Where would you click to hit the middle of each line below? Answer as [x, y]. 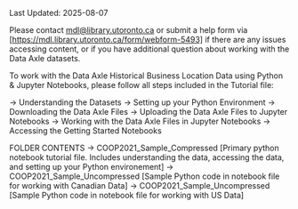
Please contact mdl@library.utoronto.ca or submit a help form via [129, 30]
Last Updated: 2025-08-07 [59, 13]
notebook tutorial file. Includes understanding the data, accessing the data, [147, 157]
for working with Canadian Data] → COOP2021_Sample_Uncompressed [140, 185]
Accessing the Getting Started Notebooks [85, 131]
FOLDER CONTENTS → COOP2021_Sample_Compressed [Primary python [144, 148]
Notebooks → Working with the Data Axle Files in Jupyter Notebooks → [140, 121]
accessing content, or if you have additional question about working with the [149, 49]
